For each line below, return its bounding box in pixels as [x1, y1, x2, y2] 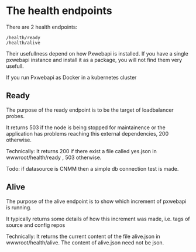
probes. [6, 112, 25, 119]
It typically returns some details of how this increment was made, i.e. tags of [6, 215, 190, 222]
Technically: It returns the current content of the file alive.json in [6, 233, 161, 240]
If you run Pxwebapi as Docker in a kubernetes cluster [6, 74, 137, 81]
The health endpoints [6, 4, 112, 18]
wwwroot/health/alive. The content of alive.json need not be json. [6, 239, 164, 246]
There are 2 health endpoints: [6, 23, 78, 30]
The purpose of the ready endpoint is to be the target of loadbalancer [6, 106, 174, 113]
